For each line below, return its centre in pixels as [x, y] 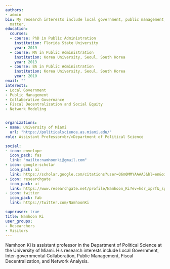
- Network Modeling [26, 109]
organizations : [21, 123]
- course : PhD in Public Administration [53, 39]
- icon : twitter [22, 193]
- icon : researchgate [28, 179]
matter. [18, 24]
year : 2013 [26, 62]
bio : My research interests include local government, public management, [86, 19]
